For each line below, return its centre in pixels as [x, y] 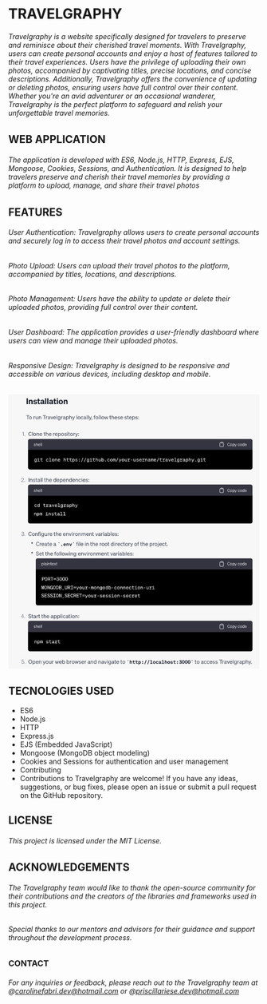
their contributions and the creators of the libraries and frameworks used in [132, 896]
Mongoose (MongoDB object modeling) [84, 752]
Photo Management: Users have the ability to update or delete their [119, 299]
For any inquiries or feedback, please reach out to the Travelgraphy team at [133, 982]
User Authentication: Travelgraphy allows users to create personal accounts [134, 232]
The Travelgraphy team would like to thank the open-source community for [132, 887]
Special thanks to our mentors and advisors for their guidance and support [132, 929]
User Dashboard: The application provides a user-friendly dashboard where [134, 332]
